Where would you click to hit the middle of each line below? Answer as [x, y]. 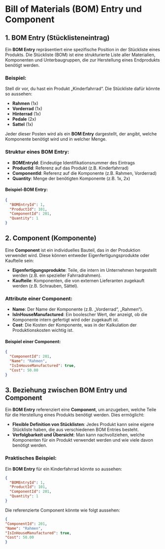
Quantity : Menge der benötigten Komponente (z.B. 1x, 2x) [71, 178]
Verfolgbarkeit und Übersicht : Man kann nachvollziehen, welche [78, 435]
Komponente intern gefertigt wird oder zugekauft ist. [66, 320]
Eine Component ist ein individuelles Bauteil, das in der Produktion [73, 250]
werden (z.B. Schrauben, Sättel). [45, 286]
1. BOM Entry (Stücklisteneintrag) [57, 38]
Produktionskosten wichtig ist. [43, 330]
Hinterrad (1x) [26, 114]
